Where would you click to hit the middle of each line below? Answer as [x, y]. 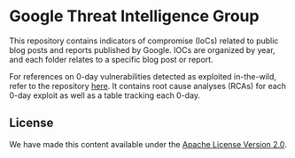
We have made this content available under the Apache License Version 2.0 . [148, 144]
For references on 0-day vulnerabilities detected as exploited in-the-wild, [143, 76]
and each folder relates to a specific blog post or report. [112, 59]
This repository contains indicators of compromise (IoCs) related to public [144, 41]
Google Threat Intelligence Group [134, 16]
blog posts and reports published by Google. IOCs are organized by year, [143, 49]
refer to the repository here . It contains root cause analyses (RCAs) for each [147, 86]
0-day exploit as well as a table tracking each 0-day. [105, 95]
